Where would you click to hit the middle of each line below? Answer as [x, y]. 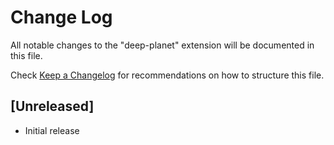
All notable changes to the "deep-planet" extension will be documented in [162, 45]
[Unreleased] [52, 106]
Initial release [52, 130]
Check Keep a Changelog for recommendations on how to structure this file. [167, 75]
